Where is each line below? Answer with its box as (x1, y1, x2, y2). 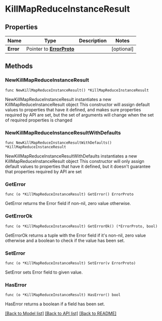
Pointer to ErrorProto (26, 45, 74, 52)
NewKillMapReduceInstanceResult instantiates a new (5, 96, 111, 102)
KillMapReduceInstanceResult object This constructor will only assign (5, 158, 144, 164)
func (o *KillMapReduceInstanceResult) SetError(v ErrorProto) (5, 261, 136, 265)
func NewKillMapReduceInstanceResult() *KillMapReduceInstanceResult (5, 88, 149, 93)
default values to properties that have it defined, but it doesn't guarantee (5, 163, 151, 169)
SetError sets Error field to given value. (5, 269, 83, 275)
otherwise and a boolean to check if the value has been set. (5, 238, 125, 243)
